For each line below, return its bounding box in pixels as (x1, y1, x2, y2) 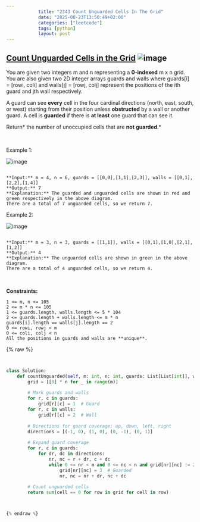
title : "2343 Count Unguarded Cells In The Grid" (37, 8, 164, 15)
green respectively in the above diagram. (6, 195, 113, 201)
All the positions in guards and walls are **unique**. (6, 335, 148, 341)
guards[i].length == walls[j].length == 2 (6, 320, 113, 326)
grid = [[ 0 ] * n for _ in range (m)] (27, 379, 118, 385)
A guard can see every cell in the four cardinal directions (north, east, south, (6, 99, 194, 106)
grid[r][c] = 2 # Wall (37, 412, 97, 418)
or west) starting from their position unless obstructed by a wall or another (6, 105, 190, 112)
